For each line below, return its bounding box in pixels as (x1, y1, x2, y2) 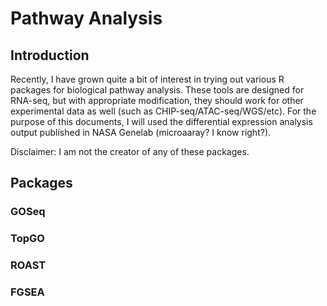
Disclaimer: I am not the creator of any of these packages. (10, 146, 250, 157)
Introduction (10, 47, 90, 64)
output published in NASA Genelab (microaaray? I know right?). (10, 127, 272, 138)
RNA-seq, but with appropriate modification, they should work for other (10, 95, 304, 106)
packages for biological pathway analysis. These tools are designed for (10, 84, 305, 96)
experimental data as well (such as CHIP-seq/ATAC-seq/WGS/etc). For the (10, 105, 317, 117)
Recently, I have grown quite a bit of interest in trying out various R (10, 73, 285, 85)
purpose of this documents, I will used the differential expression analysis (10, 116, 313, 127)
